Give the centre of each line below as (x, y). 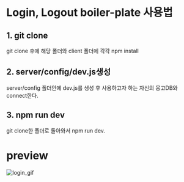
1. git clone (27, 35)
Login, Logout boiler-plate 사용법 (90, 13)
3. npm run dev (36, 115)
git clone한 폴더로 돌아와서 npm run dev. (56, 130)
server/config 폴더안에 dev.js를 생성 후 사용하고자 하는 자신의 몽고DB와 (92, 88)
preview (28, 155)
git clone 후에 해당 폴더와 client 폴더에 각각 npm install (73, 51)
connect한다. (22, 95)
